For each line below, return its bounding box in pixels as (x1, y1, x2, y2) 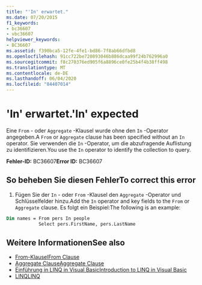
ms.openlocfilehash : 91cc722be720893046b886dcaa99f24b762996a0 (6, 53, 168, 59)
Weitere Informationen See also (6, 238, 125, 248)
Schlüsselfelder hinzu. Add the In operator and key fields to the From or (14, 197, 190, 205)
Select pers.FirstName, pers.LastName (38, 221, 136, 227)
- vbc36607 (6, 31, 34, 37)
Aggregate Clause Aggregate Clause (14, 260, 104, 267)
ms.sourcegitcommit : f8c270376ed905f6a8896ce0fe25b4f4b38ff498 (6, 59, 168, 65)
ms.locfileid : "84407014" (6, 82, 71, 88)
